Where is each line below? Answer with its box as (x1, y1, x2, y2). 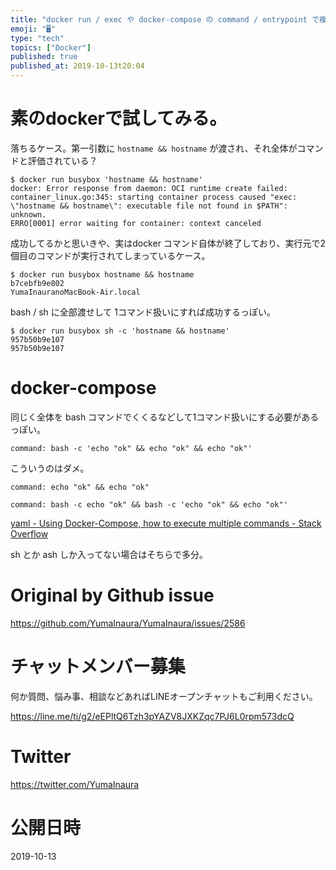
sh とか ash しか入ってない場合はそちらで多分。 (10, 548, 208, 560)
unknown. (10, 209, 47, 220)
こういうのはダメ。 (10, 462, 90, 474)
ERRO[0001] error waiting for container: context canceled (10, 218, 262, 228)
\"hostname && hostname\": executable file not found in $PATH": (10, 201, 288, 211)
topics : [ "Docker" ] (10, 42, 92, 53)
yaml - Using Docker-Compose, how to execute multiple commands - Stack (10, 517, 322, 529)
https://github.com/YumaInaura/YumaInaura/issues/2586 (10, 617, 246, 629)
